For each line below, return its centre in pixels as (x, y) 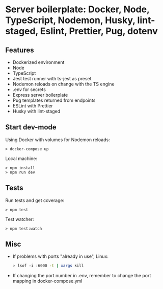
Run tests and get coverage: (35, 200)
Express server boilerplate (40, 95)
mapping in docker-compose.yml (47, 281)
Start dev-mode (31, 127)
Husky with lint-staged (36, 111)
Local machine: (21, 158)
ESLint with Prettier (33, 106)
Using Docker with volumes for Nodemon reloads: (58, 140)
